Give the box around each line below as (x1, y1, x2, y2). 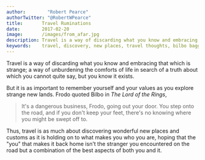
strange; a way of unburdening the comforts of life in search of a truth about (6, 66, 198, 73)
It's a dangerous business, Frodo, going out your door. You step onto (21, 102, 194, 110)
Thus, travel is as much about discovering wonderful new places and (6, 127, 180, 134)
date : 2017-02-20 (6, 26, 70, 32)
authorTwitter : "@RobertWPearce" (6, 15, 92, 21)
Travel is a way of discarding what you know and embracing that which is (6, 59, 191, 67)
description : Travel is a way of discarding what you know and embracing (6, 37, 198, 43)
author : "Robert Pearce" (6, 9, 88, 15)
